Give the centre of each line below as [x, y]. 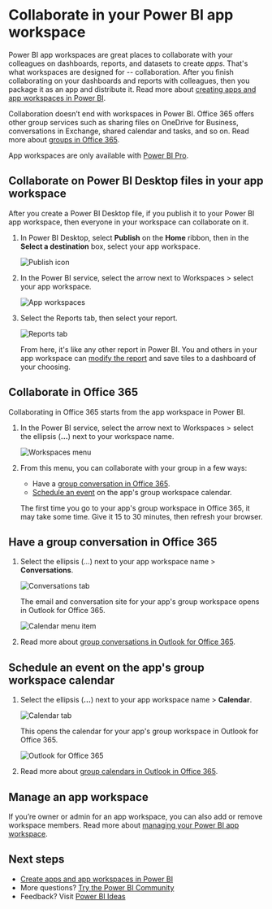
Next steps [37, 859]
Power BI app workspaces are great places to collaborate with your [121, 54]
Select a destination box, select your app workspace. [110, 246]
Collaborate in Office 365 [73, 392]
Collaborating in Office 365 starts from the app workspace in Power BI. [127, 411]
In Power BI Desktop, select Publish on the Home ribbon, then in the [134, 237]
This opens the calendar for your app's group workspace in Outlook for [139, 731]
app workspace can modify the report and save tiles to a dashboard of [138, 358]
